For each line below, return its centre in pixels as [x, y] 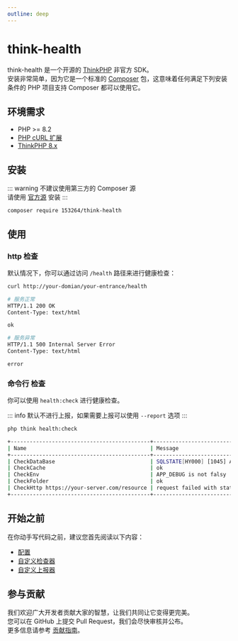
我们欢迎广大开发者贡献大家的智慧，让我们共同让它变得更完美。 [100, 613]
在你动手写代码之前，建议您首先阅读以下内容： [75, 537]
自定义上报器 [36, 569]
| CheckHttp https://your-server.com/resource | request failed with [112, 488]
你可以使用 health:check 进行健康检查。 [66, 400]
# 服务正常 [21, 299]
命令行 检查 [27, 383]
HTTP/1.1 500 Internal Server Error [61, 345]
